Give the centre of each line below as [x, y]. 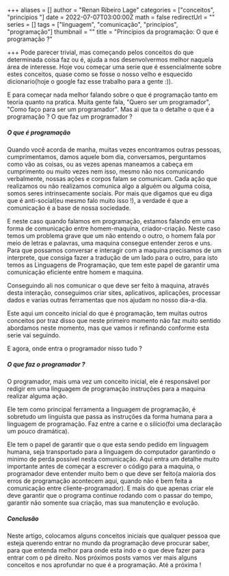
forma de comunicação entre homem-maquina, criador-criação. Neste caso [114, 228]
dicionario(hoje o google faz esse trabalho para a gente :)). [90, 81]
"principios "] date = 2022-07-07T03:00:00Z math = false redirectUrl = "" [111, 17]
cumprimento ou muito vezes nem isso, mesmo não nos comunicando [106, 171]
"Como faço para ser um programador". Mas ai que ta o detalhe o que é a [111, 109]
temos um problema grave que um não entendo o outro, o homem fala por [111, 235]
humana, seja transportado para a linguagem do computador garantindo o [111, 451]
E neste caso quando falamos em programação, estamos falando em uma [111, 221]
